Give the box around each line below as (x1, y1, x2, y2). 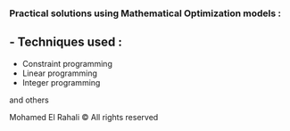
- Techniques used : (9, 35, 123, 50)
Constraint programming (21, 58, 113, 69)
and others (9, 94, 49, 105)
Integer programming (21, 77, 101, 87)
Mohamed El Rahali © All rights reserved (9, 111, 159, 122)
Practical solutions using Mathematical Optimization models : (9, 7, 282, 20)
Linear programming (21, 68, 98, 78)
